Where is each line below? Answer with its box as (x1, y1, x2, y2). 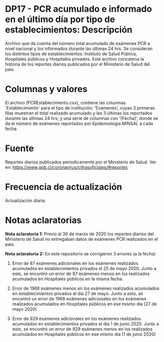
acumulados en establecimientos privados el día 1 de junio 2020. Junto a (12, 320, 159, 326)
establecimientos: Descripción (5, 24, 133, 35)
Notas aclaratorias (5, 214, 82, 226)
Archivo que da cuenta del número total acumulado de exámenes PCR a (5, 40, 150, 46)
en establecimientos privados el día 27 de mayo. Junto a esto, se (12, 290, 143, 296)
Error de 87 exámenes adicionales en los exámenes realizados (12, 260, 139, 266)
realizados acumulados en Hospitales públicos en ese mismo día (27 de (12, 301, 157, 307)
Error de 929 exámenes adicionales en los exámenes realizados (12, 316, 141, 321)
